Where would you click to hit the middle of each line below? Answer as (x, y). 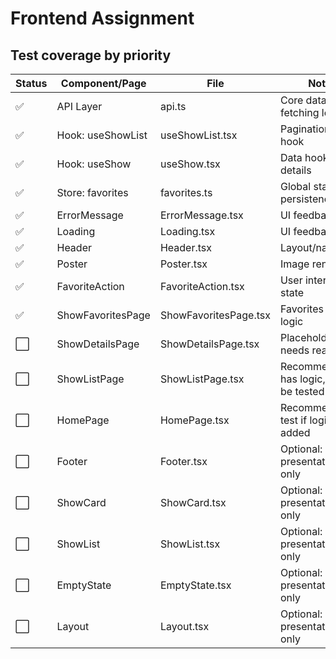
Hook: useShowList (102, 135)
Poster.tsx (183, 264)
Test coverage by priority (91, 55)
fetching (299, 112)
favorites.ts (186, 192)
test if (293, 420)
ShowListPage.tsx (202, 379)
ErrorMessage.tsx (201, 215)
